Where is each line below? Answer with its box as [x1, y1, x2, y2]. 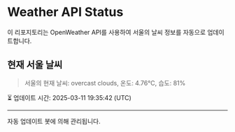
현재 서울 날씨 [7, 59, 63, 71]
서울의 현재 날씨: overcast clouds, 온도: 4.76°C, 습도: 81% [24, 79, 186, 87]
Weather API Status [7, 4, 124, 20]
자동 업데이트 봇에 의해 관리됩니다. [7, 117, 101, 125]
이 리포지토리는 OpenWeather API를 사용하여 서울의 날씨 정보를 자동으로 [7, 28, 206, 36]
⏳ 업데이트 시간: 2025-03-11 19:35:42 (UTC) [7, 93, 131, 101]
